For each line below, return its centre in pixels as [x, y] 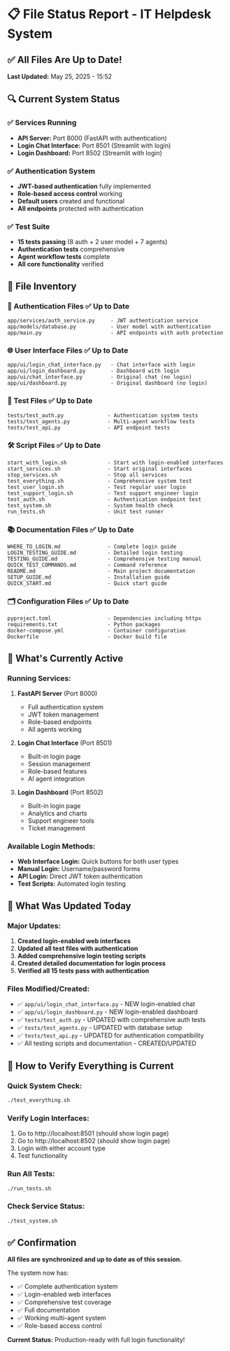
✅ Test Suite [29, 227]
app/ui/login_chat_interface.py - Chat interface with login [101, 365]
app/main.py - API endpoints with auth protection [115, 333]
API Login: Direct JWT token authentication [80, 877]
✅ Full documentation [49, 1310]
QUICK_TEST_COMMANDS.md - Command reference [87, 565]
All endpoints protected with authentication [80, 208]
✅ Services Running [42, 122]
